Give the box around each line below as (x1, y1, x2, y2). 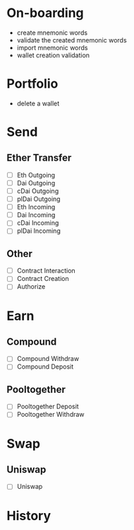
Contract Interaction (16, 267, 75, 275)
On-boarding (6, 5, 84, 21)
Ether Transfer (6, 152, 72, 164)
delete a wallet (16, 99, 60, 108)
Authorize (16, 282, 46, 291)
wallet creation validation (16, 51, 90, 59)
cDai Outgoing (16, 187, 59, 195)
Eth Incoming (16, 203, 56, 212)
